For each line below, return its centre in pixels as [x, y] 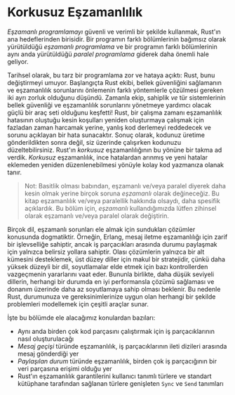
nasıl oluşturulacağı [46, 339]
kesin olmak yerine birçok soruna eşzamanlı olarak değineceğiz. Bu [122, 193]
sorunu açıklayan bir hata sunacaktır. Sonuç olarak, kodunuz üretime [106, 135]
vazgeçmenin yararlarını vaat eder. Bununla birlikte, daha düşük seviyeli [111, 274]
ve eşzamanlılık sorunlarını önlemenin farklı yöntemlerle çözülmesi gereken [116, 90]
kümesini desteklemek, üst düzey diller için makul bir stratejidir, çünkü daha [116, 259]
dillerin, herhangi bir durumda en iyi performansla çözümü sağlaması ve [111, 281]
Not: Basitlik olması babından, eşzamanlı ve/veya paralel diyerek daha [125, 186]
